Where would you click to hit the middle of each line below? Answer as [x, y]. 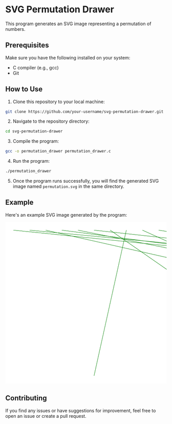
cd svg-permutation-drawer [34, 131]
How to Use [24, 89]
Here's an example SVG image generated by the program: [66, 215]
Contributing [26, 398]
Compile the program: [36, 141]
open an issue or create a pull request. [46, 416]
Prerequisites [27, 45]
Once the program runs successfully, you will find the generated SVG [86, 181]
